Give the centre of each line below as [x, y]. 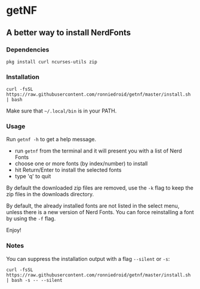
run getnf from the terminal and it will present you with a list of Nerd [98, 151]
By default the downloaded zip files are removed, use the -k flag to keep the [100, 188]
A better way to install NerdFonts [69, 33]
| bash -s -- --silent [34, 280]
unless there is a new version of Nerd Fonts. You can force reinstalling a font [100, 212]
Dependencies [28, 50]
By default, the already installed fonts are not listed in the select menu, [93, 206]
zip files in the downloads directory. [50, 194]
